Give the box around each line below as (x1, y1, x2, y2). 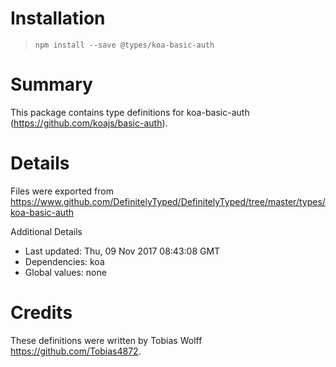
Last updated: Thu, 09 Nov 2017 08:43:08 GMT (24, 245, 221, 257)
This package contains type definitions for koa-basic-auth (10, 106, 250, 118)
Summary (10, 73, 93, 96)
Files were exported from (10, 185, 114, 197)
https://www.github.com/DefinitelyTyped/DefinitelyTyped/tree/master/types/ (10, 195, 326, 207)
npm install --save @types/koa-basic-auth (34, 40, 215, 50)
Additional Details (10, 225, 83, 237)
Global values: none (24, 266, 107, 278)
